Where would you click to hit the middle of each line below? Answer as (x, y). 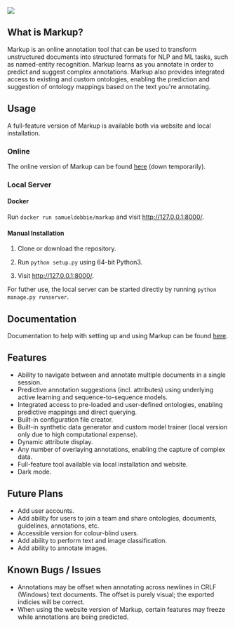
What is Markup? (46, 33)
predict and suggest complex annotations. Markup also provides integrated (116, 72)
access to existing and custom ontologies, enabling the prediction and (109, 79)
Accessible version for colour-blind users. (78, 533)
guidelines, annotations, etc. (58, 526)
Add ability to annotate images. (62, 548)
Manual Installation (36, 233)
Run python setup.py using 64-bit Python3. (80, 262)
